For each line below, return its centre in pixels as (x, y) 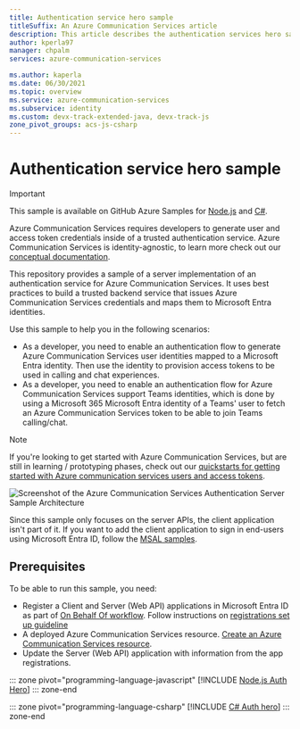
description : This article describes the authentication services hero (145, 34)
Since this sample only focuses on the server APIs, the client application (142, 520)
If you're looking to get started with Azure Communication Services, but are (148, 457)
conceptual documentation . (60, 257)
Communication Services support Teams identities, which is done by (148, 394)
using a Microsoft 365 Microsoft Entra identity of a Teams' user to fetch (154, 403)
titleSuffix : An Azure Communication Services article (113, 26)
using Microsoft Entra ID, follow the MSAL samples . (104, 539)
